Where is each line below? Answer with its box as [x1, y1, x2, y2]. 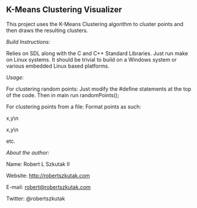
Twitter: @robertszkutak [6, 195, 65, 202]
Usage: [6, 73, 24, 81]
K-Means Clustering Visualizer [6, 5, 122, 15]
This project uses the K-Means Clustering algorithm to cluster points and [6, 20, 184, 27]
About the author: [6, 149, 49, 156]
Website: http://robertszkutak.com [6, 172, 90, 179]
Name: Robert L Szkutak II [6, 160, 70, 168]
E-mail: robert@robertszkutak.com [6, 183, 91, 190]
